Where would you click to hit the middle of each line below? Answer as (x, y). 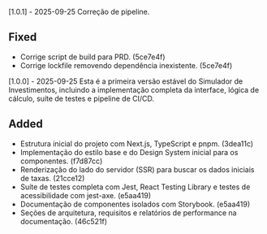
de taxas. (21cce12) (52, 178)
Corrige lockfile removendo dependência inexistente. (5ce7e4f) (126, 65)
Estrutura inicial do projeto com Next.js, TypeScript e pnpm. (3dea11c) (137, 143)
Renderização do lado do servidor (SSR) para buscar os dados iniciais (137, 169)
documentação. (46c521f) (64, 221)
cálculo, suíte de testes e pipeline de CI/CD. (82, 98)
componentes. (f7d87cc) (61, 161)
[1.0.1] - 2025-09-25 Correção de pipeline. (79, 12)
